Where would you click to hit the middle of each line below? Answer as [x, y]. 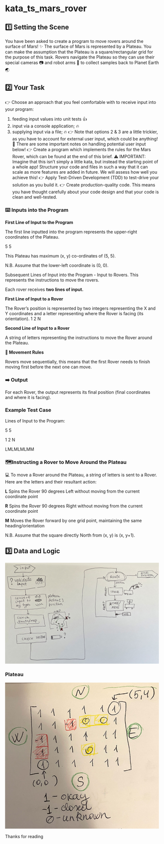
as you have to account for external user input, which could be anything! [85, 139]
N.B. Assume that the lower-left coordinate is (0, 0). [57, 265]
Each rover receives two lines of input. [44, 290]
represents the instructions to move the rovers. [52, 280]
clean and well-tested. [34, 197]
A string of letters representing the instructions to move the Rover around [79, 338]
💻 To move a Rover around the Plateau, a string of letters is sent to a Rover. [81, 475]
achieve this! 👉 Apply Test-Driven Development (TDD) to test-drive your [85, 177]
